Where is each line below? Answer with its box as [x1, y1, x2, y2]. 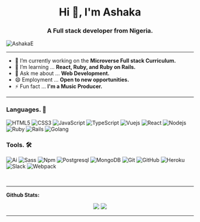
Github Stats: [6, 192, 40, 199]
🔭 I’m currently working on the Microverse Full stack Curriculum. [14, 57, 176, 64]
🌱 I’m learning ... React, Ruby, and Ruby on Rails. [14, 64, 136, 71]
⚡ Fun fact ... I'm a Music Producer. [14, 83, 103, 90]
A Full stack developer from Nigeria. [46, 27, 154, 35]
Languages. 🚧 [6, 105, 46, 114]
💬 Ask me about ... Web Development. [14, 70, 110, 77]
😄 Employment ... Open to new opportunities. [14, 76, 130, 83]
